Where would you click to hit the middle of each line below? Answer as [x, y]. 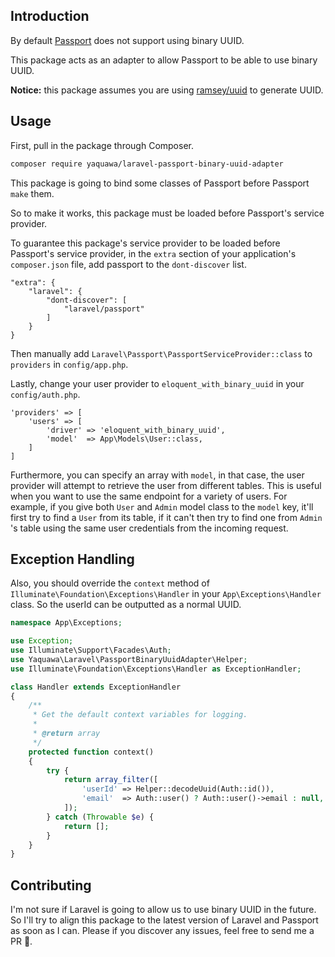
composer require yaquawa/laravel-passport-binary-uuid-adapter [147, 164]
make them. [32, 193]
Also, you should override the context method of [110, 583]
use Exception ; [42, 641]
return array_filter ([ [111, 780]
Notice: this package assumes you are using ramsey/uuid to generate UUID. [167, 90]
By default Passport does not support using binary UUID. [127, 40]
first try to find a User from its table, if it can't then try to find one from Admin [166, 517]
